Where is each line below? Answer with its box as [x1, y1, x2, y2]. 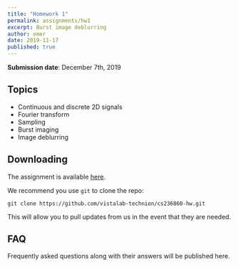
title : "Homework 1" [7, 10, 69, 18]
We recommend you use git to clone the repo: [7, 186, 144, 194]
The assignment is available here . [7, 172, 105, 181]
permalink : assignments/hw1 [7, 17, 91, 24]
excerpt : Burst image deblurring [7, 23, 107, 31]
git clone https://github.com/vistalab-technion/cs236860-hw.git [7, 200, 205, 207]
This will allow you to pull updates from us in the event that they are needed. [7, 212, 232, 221]
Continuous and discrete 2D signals [17, 103, 123, 111]
